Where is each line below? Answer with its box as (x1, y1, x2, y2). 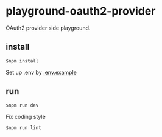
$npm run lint (5, 124, 42, 131)
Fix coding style (5, 113, 46, 120)
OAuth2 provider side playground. (5, 24, 91, 32)
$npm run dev (5, 102, 39, 109)
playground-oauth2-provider (5, 4, 156, 18)
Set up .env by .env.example (5, 68, 77, 76)
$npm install (5, 58, 39, 64)
